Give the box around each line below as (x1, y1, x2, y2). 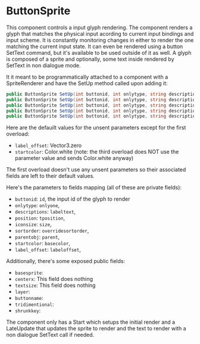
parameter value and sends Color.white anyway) (14, 155, 134, 162)
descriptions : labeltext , (14, 208, 76, 215)
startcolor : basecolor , (14, 240, 70, 247)
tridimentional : (14, 301, 55, 308)
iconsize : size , (14, 221, 52, 228)
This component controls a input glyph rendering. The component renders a (6, 24, 193, 31)
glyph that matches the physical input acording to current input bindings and (6, 30, 194, 37)
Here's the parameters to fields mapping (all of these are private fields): (6, 184, 182, 191)
